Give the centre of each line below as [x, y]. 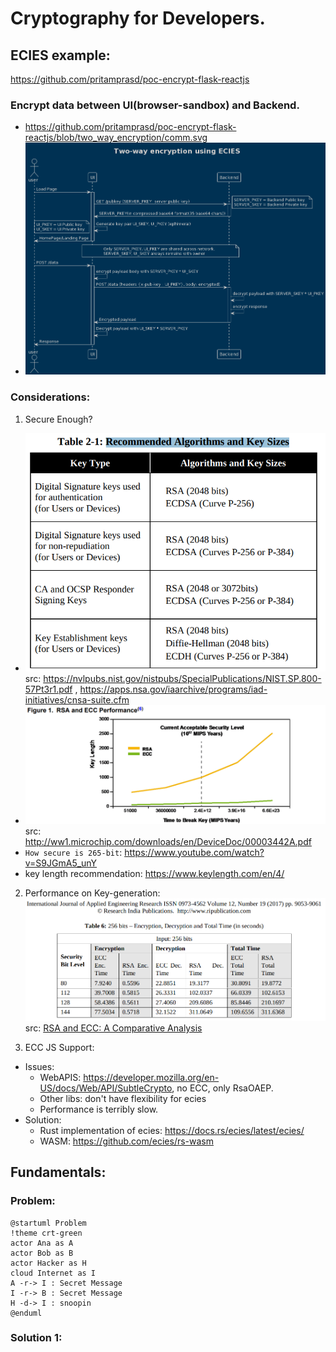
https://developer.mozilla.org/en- [151, 1077]
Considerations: [50, 397]
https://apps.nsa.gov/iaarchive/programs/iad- [173, 689]
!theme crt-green [46, 1233]
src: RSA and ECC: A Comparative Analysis [113, 1028]
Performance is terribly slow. [99, 1109]
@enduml [26, 1313]
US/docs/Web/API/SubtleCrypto [106, 1088]
